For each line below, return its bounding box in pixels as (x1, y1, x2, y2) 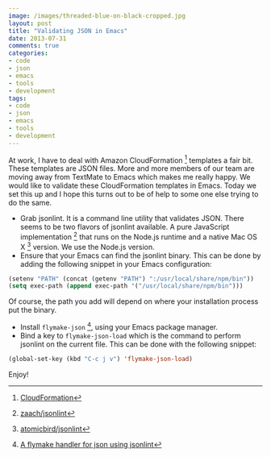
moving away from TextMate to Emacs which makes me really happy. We (8, 172, 252, 182)
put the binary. (8, 305, 57, 315)
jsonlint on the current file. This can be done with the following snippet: (19, 339, 256, 349)
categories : (8, 49, 48, 57)
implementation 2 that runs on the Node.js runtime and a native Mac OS (19, 231, 258, 242)
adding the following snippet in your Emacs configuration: (19, 259, 212, 268)
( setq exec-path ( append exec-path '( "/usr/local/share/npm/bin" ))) (8, 282, 244, 290)
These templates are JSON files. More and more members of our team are (8, 164, 256, 173)
